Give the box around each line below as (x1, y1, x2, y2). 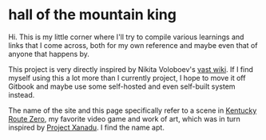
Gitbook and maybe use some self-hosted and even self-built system (8, 82, 236, 91)
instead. (8, 90, 35, 99)
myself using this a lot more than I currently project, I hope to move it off (8, 73, 246, 82)
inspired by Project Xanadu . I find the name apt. (8, 122, 165, 132)
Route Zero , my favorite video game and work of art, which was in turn (8, 114, 241, 123)
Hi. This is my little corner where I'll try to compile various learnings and (8, 32, 244, 42)
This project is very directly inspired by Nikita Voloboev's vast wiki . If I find (8, 64, 254, 74)
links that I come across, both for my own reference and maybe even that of (8, 40, 258, 50)
